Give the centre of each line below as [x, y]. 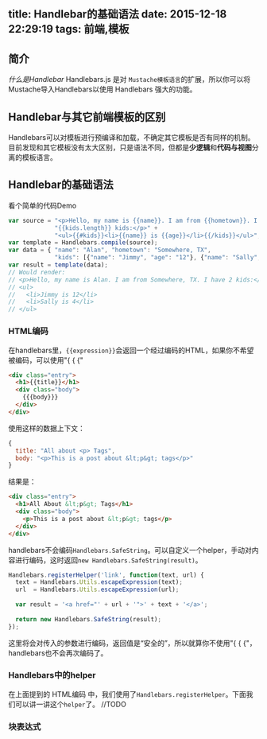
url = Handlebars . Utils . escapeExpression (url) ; [97, 590]
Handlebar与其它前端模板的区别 [87, 117]
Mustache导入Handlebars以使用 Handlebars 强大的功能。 [103, 89]
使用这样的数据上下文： [46, 428]
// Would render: [37, 272]
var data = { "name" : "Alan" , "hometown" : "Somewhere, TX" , [110, 250]
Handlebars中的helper [52, 675]
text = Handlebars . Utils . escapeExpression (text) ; [99, 582]
